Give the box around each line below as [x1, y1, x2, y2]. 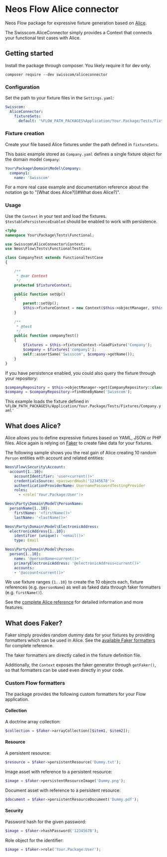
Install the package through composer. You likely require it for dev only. [5, 62, 151, 68]
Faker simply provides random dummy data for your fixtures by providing [5, 632, 155, 638]
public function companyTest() [14, 333, 79, 339]
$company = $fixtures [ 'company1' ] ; [23, 347, 97, 352]
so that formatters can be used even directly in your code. [5, 667, 124, 673]
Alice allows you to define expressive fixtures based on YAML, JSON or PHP [5, 435, 162, 441]
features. [5, 604, 24, 610]
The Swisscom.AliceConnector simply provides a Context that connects [5, 29, 153, 35]
